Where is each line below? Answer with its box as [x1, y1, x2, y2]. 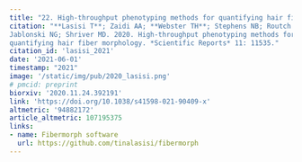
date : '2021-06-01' [9, 55, 83, 64]
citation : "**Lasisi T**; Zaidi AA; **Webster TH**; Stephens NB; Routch [9, 22, 292, 31]
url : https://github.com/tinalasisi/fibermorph [17, 139, 200, 148]
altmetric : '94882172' [9, 105, 94, 114]
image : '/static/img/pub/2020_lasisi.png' [9, 72, 171, 81]
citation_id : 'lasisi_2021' [9, 47, 115, 56]
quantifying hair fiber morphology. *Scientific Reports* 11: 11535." [9, 38, 280, 48]
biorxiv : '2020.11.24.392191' [9, 88, 123, 97]
